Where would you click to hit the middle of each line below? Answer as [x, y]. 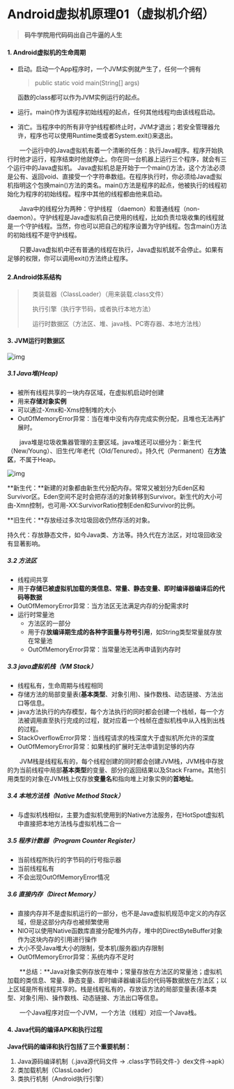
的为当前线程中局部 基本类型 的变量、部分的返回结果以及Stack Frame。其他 [114, 770]
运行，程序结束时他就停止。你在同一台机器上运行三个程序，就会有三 [129, 159]
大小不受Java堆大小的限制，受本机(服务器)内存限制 [91, 948]
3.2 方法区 [22, 561]
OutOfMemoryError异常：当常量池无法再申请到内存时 [104, 649]
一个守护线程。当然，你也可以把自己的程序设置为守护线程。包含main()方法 [120, 226]
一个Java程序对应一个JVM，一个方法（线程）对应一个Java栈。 [110, 1012]
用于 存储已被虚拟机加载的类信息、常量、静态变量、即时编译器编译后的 [118, 588]
